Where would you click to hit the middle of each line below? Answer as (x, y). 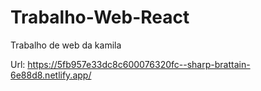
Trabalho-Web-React (100, 17)
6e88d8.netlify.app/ (51, 75)
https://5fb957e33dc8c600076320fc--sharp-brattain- (139, 64)
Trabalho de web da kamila (66, 45)
